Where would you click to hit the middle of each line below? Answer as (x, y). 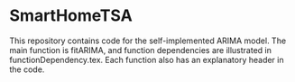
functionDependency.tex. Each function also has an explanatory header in (147, 59)
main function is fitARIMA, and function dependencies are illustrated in (141, 50)
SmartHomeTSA (71, 16)
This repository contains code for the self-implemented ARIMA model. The (148, 41)
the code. (27, 69)
